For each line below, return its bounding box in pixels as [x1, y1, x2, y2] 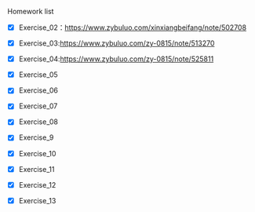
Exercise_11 [18, 164, 55, 174]
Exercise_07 [18, 101, 58, 111]
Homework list [7, 7, 54, 16]
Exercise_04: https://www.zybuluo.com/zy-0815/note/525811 [18, 54, 214, 64]
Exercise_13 [18, 196, 56, 205]
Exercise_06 [18, 86, 58, 95]
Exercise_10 [18, 148, 56, 158]
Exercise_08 [18, 117, 58, 126]
